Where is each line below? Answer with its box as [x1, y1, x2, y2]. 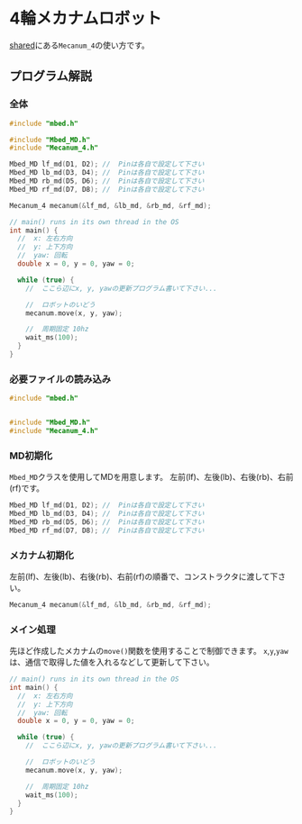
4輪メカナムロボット [9, 8, 162, 29]
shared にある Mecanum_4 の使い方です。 [9, 40, 151, 50]
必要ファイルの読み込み [9, 373, 111, 385]
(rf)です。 [9, 483, 45, 493]
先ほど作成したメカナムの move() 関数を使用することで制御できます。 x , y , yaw [9, 646, 288, 656]
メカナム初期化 [9, 548, 75, 561]
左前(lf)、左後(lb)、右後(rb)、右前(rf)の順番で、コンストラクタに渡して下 [9, 571, 279, 582]
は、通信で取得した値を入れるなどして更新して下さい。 [9, 656, 215, 667]
